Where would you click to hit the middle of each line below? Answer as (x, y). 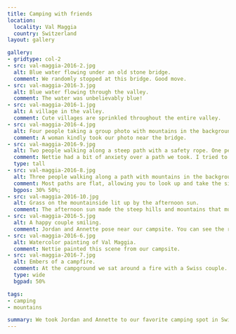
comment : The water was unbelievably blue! (78, 98)
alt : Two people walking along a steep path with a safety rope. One (117, 151)
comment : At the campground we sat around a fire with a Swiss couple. (121, 269)
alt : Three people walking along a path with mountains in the (108, 176)
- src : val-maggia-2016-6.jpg (52, 236)
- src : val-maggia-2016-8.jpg (52, 170)
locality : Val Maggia (45, 27)
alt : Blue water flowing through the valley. (81, 92)
